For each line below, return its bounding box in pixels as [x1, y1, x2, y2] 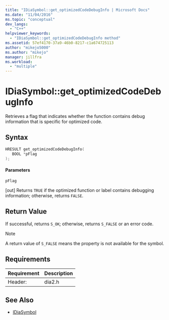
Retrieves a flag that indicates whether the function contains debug [5, 113, 145, 119]
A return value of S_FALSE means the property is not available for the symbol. [5, 240, 164, 246]
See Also [5, 296, 34, 304]
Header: [8, 278, 27, 286]
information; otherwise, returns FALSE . [5, 192, 84, 198]
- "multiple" [10, 64, 37, 69]
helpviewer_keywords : [5, 31, 51, 36]
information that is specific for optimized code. [5, 118, 102, 125]
